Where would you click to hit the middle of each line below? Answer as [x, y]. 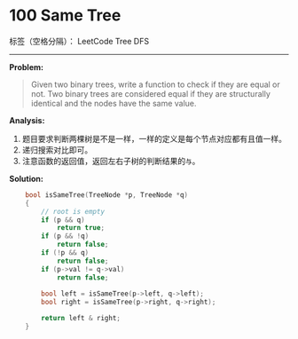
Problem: [27, 67]
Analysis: [27, 120]
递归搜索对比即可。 [57, 150]
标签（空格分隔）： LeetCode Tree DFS [79, 41]
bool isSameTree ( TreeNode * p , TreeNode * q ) [107, 195]
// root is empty [73, 211]
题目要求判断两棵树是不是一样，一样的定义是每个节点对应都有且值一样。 [154, 138]
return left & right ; [81, 319]
